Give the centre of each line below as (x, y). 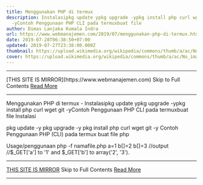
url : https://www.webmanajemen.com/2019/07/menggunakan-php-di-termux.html (104, 34)
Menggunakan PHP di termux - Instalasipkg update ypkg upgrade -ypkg (96, 103)
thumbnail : (20, 51)
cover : (14, 57)
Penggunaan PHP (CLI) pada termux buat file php (68, 134)
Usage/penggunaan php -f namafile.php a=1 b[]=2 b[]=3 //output (88, 146)
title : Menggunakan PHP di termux (50, 12)
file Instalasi (21, 116)
